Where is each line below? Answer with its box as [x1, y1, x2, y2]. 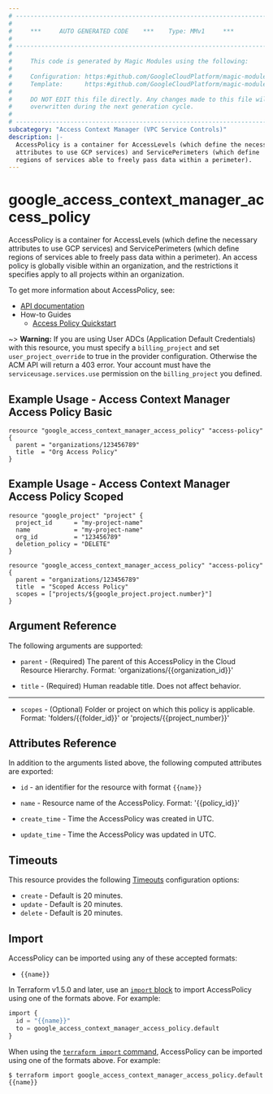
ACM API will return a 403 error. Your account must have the [8, 360, 211, 370]
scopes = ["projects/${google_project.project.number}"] [15, 589, 213, 598]
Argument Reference [8, 619, 117, 633]
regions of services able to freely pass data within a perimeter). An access [8, 252, 258, 262]
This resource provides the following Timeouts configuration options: [8, 875, 240, 885]
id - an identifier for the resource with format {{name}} [19, 782, 202, 792]
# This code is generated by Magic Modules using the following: [8, 58, 249, 66]
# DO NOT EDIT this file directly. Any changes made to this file [8, 95, 253, 103]
